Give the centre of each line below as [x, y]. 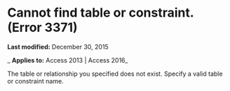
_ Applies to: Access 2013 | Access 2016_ [68, 60]
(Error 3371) [43, 27]
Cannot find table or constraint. [101, 13]
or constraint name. [36, 81]
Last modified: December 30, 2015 [58, 47]
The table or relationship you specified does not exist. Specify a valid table [115, 74]
